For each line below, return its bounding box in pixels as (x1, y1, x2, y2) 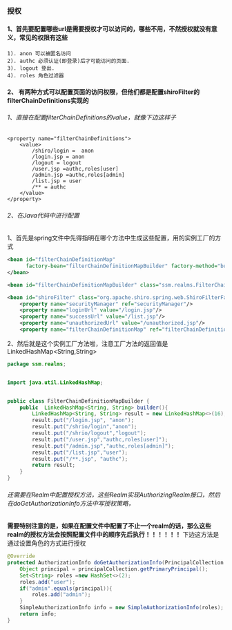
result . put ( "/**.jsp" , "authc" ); (32, 455, 128, 462)
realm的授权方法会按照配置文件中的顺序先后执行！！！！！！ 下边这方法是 (7, 531, 220, 539)
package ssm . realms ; (7, 361, 67, 367)
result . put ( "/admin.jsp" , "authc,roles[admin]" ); (32, 442, 175, 450)
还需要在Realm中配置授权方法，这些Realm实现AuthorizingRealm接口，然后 (7, 490, 221, 499)
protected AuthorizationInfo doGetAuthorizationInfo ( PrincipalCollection (7, 560, 224, 566)
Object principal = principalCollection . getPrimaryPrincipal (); (19, 565, 209, 573)
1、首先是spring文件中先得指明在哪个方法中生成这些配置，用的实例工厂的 (7, 233, 215, 242)
